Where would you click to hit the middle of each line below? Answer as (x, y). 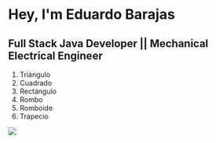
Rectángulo (38, 91)
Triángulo (35, 75)
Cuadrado (36, 83)
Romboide (36, 108)
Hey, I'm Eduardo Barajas (92, 15)
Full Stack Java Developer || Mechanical (108, 44)
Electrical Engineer (56, 55)
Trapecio (34, 116)
